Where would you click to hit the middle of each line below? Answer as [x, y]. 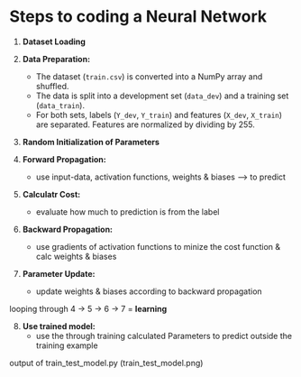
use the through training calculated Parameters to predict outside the [164, 336]
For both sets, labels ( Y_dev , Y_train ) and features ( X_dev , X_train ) [159, 115]
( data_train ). [60, 105]
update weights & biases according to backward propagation [149, 291]
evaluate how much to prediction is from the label [128, 211]
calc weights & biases [76, 256]
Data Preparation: [56, 59]
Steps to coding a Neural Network [138, 17]
